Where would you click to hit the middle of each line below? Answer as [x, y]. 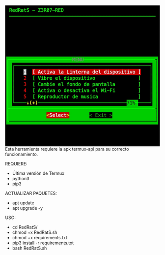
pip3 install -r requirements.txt [43, 243]
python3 [21, 179]
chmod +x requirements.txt [40, 238]
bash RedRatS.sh [29, 248]
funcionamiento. [22, 154]
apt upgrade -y [27, 208]
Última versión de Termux [38, 173]
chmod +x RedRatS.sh [35, 232]
